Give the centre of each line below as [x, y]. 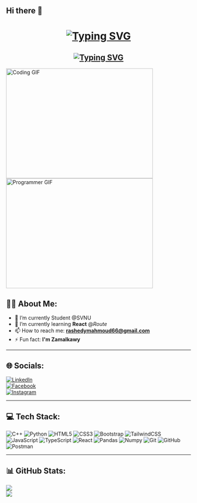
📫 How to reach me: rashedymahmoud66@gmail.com [82, 331]
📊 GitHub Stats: [36, 471]
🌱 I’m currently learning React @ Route [61, 324]
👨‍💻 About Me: [32, 303]
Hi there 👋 [24, 11]
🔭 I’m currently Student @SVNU [53, 318]
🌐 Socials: [25, 366]
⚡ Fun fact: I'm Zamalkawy [47, 339]
